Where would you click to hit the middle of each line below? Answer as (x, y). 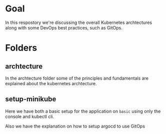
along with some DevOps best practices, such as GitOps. (64, 27)
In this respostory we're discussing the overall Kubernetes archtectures (79, 22)
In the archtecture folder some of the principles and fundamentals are (77, 78)
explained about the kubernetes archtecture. (51, 83)
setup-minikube (31, 99)
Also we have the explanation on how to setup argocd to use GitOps (75, 126)
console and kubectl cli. (29, 116)
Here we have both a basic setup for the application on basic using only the (83, 111)
